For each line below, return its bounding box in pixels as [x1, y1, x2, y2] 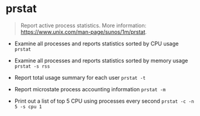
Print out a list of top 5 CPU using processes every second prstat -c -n [14, 97, 195, 105]
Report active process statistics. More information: [20, 22, 147, 29]
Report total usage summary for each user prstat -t [14, 74, 146, 81]
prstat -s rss [14, 63, 50, 69]
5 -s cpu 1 [14, 103, 42, 110]
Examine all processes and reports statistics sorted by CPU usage [14, 40, 179, 47]
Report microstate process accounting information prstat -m [14, 85, 166, 92]
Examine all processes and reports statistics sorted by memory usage [14, 57, 189, 64]
